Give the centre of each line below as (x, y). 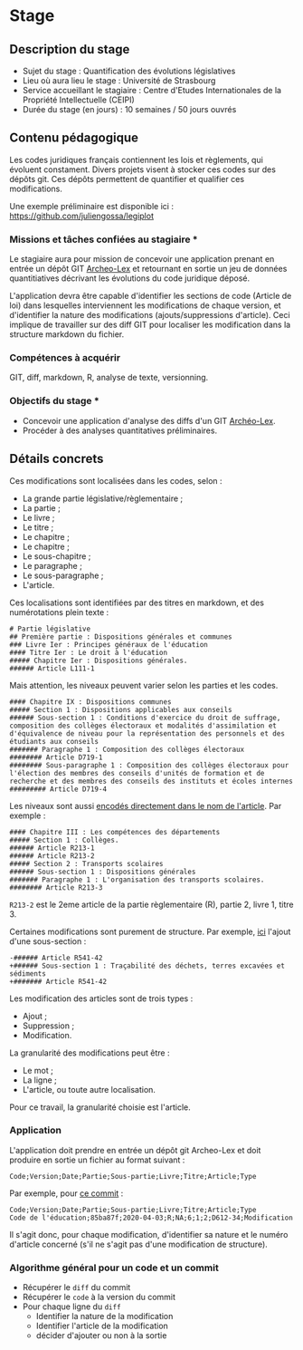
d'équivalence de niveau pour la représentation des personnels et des (147, 733)
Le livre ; (38, 517)
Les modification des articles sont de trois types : (101, 998)
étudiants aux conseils (54, 741)
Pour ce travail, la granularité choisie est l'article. (100, 1107)
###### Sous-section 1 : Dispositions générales (103, 872)
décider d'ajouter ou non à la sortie (101, 1336)
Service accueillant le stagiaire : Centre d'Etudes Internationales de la (152, 90)
